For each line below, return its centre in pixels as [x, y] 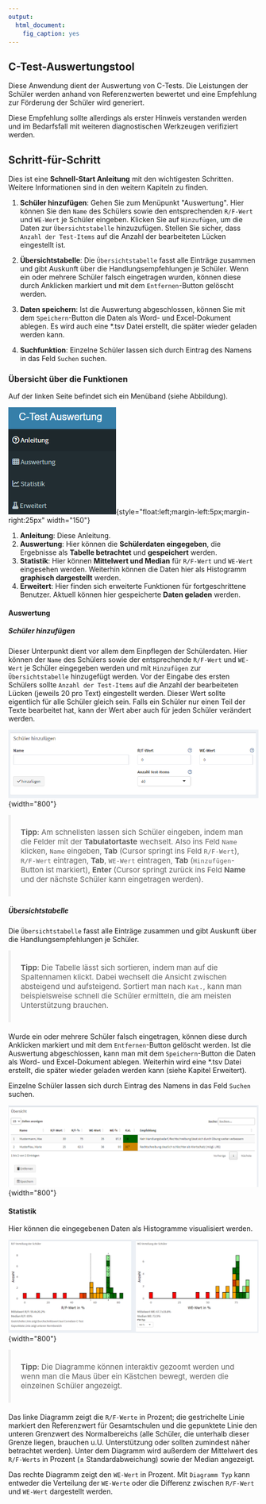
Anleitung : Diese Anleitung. [65, 536]
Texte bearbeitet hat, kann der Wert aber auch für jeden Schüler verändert [130, 710]
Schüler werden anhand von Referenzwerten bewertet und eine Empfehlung [133, 94]
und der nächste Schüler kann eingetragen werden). [112, 879]
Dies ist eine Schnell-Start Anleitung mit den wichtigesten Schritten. [121, 179]
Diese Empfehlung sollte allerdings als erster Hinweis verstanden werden [128, 118]
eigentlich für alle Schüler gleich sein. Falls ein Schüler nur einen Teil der [127, 702]
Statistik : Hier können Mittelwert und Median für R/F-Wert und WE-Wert [136, 561]
